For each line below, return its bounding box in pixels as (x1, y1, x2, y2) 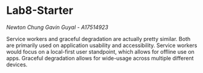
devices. (6, 61, 28, 68)
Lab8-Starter (6, 4, 74, 17)
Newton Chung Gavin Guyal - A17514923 (6, 24, 109, 31)
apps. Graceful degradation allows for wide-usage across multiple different (6, 54, 194, 62)
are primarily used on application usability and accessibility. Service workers (6, 42, 198, 49)
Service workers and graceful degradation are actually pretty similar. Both (6, 35, 191, 42)
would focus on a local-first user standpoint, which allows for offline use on (6, 48, 195, 55)
